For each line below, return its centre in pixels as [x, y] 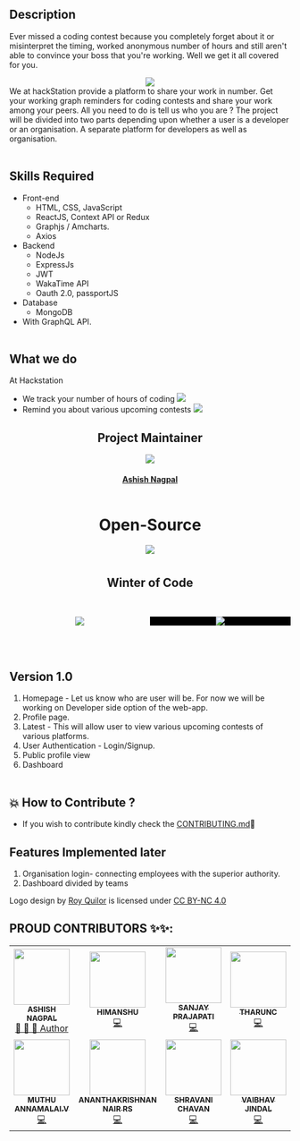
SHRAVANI [193, 1099]
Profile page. [46, 717]
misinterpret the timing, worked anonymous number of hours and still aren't [148, 46]
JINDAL [258, 1108]
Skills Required [52, 177]
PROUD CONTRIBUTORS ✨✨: [92, 928]
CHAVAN [193, 1108]
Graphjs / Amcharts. [72, 226]
